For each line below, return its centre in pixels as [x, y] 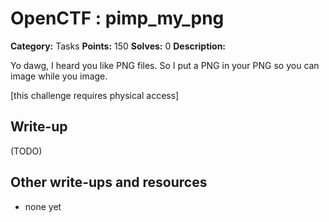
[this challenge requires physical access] [95, 95]
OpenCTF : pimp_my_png [117, 18]
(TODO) [26, 151]
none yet [43, 206]
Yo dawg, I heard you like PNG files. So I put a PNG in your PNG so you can [165, 65]
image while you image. [59, 76]
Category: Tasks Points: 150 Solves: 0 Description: [118, 46]
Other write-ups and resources [109, 182]
